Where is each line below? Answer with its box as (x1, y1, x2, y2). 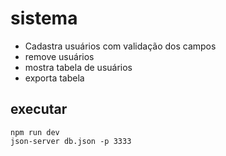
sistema (10, 7, 78, 30)
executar (10, 101, 68, 118)
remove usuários (24, 50, 95, 62)
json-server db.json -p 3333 (10, 136, 132, 146)
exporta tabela (24, 72, 85, 84)
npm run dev (10, 127, 60, 137)
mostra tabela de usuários (24, 61, 133, 73)
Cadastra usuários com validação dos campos (24, 40, 217, 52)
